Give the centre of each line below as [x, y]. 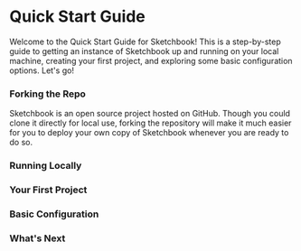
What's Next [38, 238]
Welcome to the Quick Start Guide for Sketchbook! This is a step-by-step [146, 42]
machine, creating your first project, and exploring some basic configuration [151, 60]
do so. [21, 143]
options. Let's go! [42, 70]
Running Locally [46, 166]
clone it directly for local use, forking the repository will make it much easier [150, 123]
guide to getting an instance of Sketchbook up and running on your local [144, 51]
